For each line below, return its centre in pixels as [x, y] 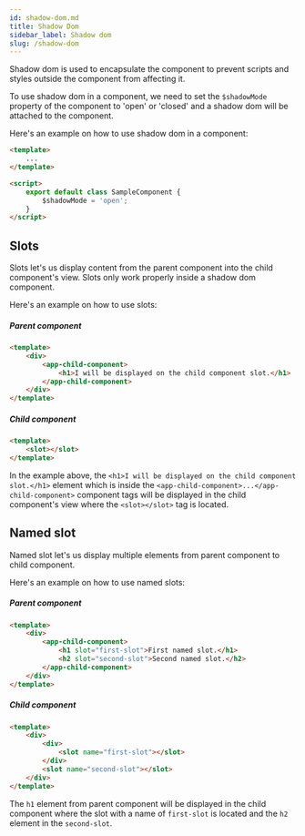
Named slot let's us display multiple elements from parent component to [145, 555]
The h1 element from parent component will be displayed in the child [138, 803]
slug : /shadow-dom [44, 43]
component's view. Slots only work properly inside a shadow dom [133, 278]
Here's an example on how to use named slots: [97, 582]
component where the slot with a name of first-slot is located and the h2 [149, 813]
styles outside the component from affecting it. [97, 79]
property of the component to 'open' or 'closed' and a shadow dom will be [149, 107]
